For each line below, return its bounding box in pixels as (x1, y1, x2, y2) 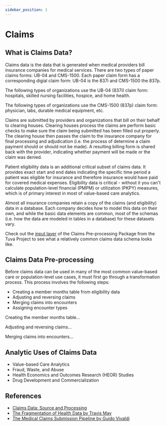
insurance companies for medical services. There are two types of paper (5, 67, 154, 73)
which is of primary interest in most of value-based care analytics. (5, 190, 141, 196)
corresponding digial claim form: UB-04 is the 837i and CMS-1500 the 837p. (5, 78, 161, 84)
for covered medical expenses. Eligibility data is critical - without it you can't (5, 180, 161, 186)
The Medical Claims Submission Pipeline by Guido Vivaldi (12, 416, 130, 422)
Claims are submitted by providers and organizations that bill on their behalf (5, 117, 160, 123)
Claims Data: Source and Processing (12, 405, 87, 411)
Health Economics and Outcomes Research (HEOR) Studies (12, 372, 134, 378)
